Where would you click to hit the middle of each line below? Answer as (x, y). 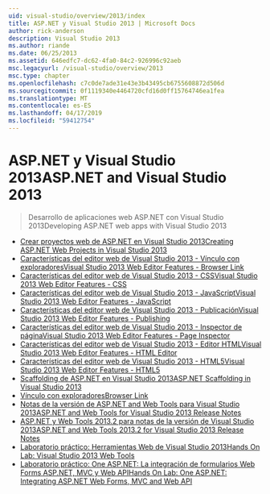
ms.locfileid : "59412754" (51, 121)
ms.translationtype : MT (48, 98)
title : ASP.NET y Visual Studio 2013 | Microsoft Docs (102, 23)
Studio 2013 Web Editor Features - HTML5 (90, 369)
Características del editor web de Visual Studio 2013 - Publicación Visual (139, 309)
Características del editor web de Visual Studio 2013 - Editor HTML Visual (141, 344)
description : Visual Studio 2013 (64, 38)
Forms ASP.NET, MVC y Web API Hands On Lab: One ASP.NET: (123, 472)
